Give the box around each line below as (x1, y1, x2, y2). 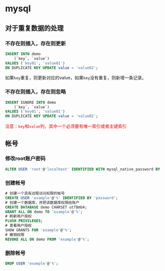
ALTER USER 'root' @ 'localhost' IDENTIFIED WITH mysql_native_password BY (5, 167, 161, 172)
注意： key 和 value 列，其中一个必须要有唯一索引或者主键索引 (5, 123, 127, 129)
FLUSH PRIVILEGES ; (5, 219, 43, 224)
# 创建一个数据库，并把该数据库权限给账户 (5, 200, 80, 205)
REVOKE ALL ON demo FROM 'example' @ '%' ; (5, 237, 90, 242)
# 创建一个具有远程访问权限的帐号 (5, 191, 65, 196)
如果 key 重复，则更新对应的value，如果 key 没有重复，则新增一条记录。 (5, 75, 147, 81)
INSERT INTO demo (5, 51, 41, 56)
